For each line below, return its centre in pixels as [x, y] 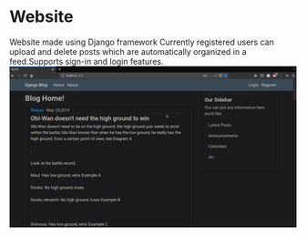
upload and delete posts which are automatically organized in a [128, 51]
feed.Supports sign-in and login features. [87, 61]
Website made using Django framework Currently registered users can [142, 42]
